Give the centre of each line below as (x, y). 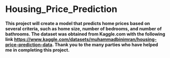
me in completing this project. (38, 50)
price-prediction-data (29, 44)
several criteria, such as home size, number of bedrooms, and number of (83, 28)
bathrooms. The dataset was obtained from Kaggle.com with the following (85, 34)
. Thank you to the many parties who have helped (105, 44)
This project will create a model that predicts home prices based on (78, 23)
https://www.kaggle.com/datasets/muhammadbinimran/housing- (85, 39)
